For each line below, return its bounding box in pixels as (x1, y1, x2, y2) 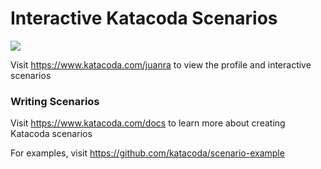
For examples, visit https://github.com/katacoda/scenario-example (10, 147, 285, 159)
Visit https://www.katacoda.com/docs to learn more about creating (10, 117, 286, 129)
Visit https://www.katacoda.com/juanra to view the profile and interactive (10, 58, 312, 71)
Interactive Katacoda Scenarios (10, 7, 278, 30)
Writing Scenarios (10, 94, 100, 108)
